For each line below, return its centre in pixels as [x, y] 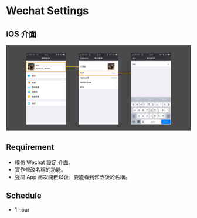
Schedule [24, 196]
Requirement [30, 147]
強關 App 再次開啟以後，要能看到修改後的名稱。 [72, 177]
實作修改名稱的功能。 [40, 169]
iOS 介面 [21, 34]
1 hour [22, 210]
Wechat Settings [47, 11]
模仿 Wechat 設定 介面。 [44, 162]
